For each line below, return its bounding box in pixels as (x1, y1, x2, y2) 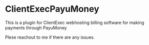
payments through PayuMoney (5, 24, 67, 30)
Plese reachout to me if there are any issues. (5, 34, 95, 40)
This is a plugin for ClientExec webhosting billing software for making (5, 20, 145, 25)
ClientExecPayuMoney (5, 3, 99, 15)
